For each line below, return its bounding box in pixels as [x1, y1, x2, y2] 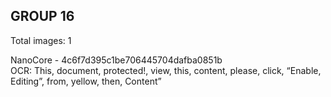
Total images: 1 [10, 34, 72, 46]
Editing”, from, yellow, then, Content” [10, 75, 162, 87]
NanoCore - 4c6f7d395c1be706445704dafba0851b [10, 54, 223, 66]
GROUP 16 [10, 8, 75, 25]
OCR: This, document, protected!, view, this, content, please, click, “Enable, [10, 64, 322, 76]
